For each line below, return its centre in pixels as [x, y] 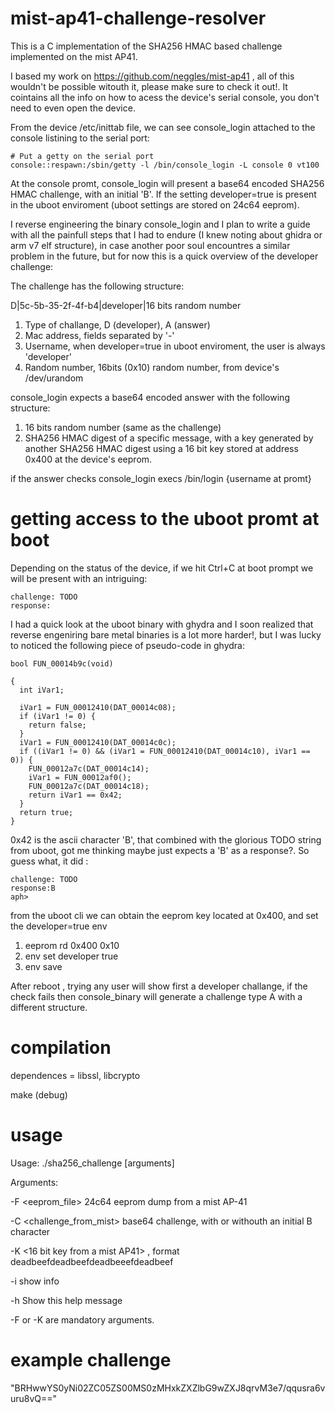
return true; [46, 812]
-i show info [35, 1281]
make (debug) [39, 1094]
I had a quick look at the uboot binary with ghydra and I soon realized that [162, 624]
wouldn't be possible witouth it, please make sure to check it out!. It [149, 86]
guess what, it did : [49, 861]
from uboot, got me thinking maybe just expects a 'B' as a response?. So [160, 850]
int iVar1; [42, 690]
